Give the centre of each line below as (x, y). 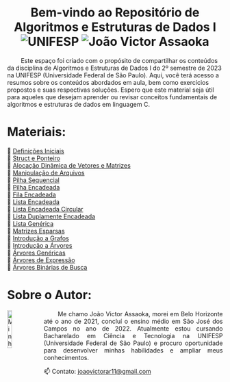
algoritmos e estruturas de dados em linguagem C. (79, 104)
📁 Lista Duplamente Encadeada (51, 216)
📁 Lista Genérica (30, 223)
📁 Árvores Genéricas (37, 253)
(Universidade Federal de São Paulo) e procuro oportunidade (133, 343)
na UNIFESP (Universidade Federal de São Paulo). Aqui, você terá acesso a (113, 75)
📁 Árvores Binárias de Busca (47, 267)
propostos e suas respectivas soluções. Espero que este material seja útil (111, 90)
